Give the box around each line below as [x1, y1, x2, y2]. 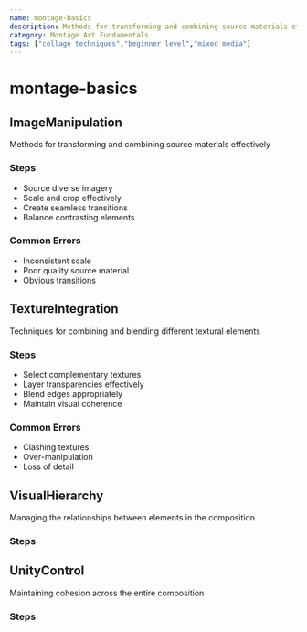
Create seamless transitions [22, 202, 128, 213]
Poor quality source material [22, 264, 130, 275]
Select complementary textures [22, 369, 142, 380]
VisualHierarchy [9, 487, 104, 503]
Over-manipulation [22, 452, 93, 463]
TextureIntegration [9, 301, 119, 316]
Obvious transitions [22, 274, 96, 285]
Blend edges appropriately [22, 388, 123, 399]
